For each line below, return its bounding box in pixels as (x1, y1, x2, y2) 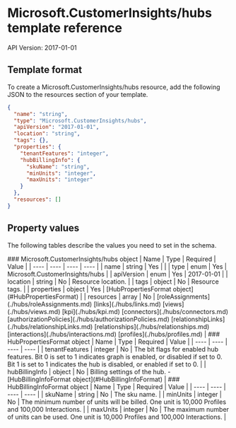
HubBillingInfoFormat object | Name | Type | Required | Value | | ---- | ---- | (7, 382, 226, 391)
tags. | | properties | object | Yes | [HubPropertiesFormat (7, 284, 172, 293)
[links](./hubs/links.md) (93, 299, 161, 308)
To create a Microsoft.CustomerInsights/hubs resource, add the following (7, 83, 220, 91)
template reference (7, 20, 122, 36)
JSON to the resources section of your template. (7, 90, 148, 98)
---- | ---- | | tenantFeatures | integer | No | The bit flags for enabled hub (7, 345, 219, 353)
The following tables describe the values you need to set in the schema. (7, 241, 217, 249)
